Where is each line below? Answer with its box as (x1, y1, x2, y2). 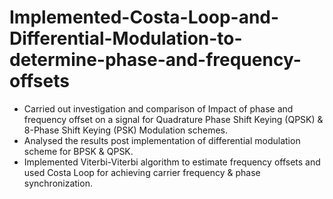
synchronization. (23, 177, 93, 189)
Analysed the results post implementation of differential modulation (23, 134, 301, 146)
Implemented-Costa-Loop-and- (9, 6, 280, 29)
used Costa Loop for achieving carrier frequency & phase (23, 166, 261, 178)
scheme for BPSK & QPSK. (23, 145, 134, 157)
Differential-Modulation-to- (9, 27, 243, 50)
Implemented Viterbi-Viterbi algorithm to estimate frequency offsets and (23, 156, 321, 168)
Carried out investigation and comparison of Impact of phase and (23, 102, 294, 115)
